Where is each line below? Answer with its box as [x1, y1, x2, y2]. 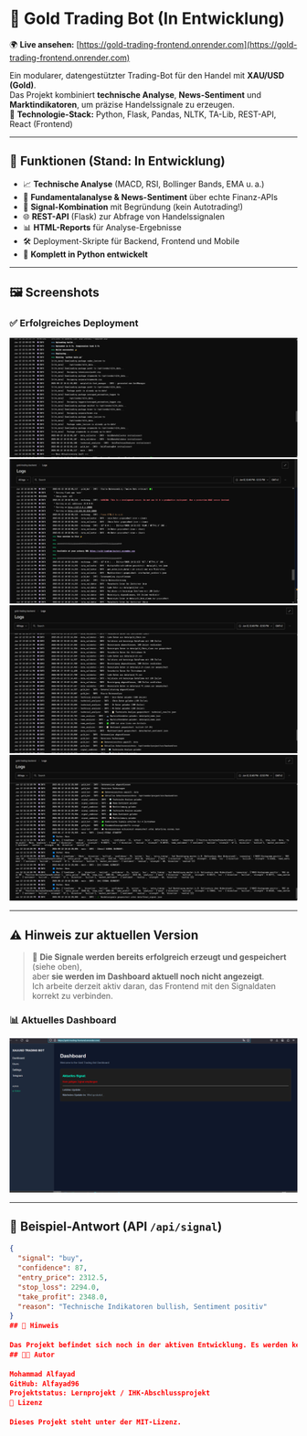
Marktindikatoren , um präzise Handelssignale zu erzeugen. [9, 99, 235, 110]
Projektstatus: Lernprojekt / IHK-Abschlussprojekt [9, 1388, 210, 1398]
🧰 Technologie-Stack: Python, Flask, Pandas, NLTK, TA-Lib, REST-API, [9, 109, 277, 120]
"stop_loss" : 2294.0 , [17, 1282, 101, 1292]
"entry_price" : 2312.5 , [17, 1272, 108, 1282]
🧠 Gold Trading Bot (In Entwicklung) [9, 8, 285, 29]
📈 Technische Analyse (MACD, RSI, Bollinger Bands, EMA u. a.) [22, 178, 265, 189]
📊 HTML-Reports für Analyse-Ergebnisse [22, 221, 182, 232]
